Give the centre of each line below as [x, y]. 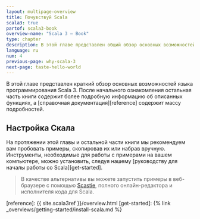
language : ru [22, 51]
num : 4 [14, 56]
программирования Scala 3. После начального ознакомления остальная [99, 90]
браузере [33, 186]
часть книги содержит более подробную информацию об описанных [94, 96]
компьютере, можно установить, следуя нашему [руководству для [92, 161]
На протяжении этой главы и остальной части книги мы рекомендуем [96, 142]
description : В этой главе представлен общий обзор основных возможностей [101, 45]
